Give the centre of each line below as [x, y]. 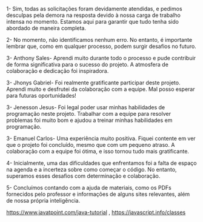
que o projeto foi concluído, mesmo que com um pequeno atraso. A [91, 145]
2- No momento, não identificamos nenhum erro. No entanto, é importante [99, 40]
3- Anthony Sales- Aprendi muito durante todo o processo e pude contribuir [101, 58]
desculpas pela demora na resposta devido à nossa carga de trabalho [93, 15]
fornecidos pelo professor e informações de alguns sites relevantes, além [98, 194]
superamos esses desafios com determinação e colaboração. [83, 176]
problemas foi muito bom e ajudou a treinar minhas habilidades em [89, 120]
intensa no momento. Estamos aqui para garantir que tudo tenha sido [92, 22]
